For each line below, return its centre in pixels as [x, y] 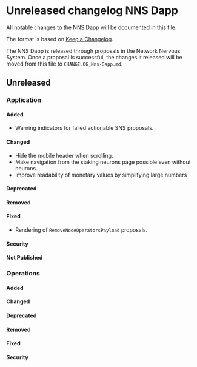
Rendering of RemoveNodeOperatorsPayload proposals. [81, 230]
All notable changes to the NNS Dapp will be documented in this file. [92, 27]
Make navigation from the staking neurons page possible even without [103, 162]
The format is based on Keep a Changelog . [60, 39]
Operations [23, 274]
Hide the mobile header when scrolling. [64, 155]
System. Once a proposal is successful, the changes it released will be [95, 57]
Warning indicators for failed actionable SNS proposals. [84, 128]
